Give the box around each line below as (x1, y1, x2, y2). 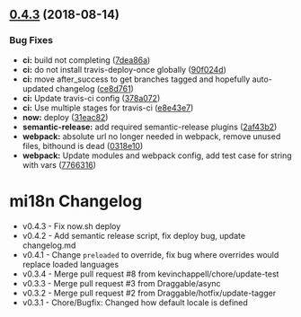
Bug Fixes (9, 34, 54, 47)
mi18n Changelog (9, 190, 143, 211)
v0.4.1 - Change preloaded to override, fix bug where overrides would (22, 249, 279, 260)
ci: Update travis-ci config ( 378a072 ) (22, 92, 161, 103)
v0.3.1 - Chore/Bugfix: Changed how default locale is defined (22, 296, 249, 308)
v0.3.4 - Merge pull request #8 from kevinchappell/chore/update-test (22, 269, 279, 279)
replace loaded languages (22, 259, 120, 269)
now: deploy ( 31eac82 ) (22, 111, 109, 122)
